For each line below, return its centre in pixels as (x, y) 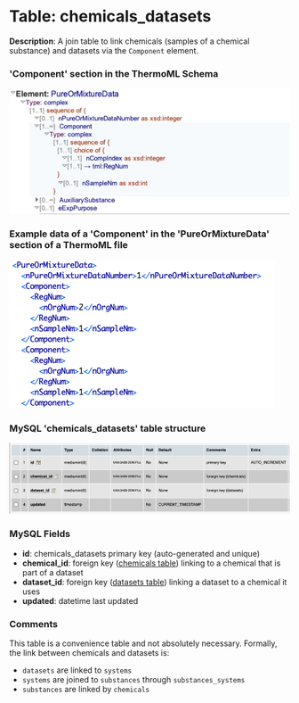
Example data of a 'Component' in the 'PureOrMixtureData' (139, 234)
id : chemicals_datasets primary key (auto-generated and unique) (141, 553)
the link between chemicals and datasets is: (89, 653)
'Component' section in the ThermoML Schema (114, 73)
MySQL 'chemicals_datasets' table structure (108, 428)
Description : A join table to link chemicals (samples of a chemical (129, 41)
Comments (33, 624)
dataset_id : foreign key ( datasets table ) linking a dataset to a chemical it (154, 582)
